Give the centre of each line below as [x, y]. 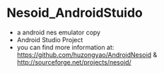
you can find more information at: [65, 47]
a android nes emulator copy [58, 32]
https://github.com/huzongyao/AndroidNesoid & [87, 55]
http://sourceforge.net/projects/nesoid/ [74, 62]
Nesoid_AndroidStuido [75, 13]
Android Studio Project [50, 39]
